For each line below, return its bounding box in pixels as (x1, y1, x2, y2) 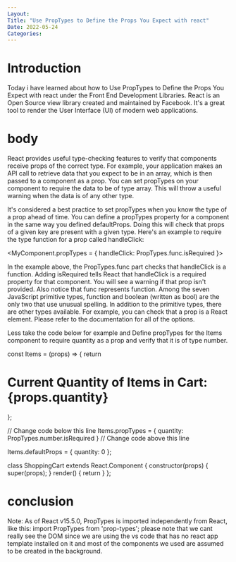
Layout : (7, 10, 30, 18)
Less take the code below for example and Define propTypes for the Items (7, 329, 223, 337)
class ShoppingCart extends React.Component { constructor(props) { (7, 461, 209, 470)
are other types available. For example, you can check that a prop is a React (7, 307, 228, 316)
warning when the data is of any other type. (7, 192, 135, 200)
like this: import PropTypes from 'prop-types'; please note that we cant (7, 525, 213, 532)
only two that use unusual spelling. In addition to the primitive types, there (7, 300, 222, 309)
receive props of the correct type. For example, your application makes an (7, 161, 223, 170)
